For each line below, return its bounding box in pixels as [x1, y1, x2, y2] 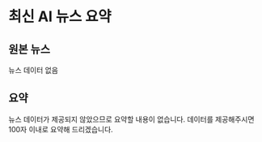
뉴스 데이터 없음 [8, 66, 59, 75]
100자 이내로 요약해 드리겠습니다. [8, 124, 113, 134]
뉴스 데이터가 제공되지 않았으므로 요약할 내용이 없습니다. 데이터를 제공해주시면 [8, 114, 255, 124]
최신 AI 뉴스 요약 [8, 7, 112, 26]
